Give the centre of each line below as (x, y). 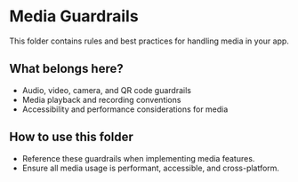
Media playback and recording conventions (101, 99)
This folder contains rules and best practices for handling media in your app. (149, 41)
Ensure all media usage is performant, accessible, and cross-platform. (151, 168)
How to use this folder (71, 137)
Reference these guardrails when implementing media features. (138, 158)
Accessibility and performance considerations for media (125, 109)
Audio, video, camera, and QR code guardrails (106, 90)
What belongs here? (66, 69)
